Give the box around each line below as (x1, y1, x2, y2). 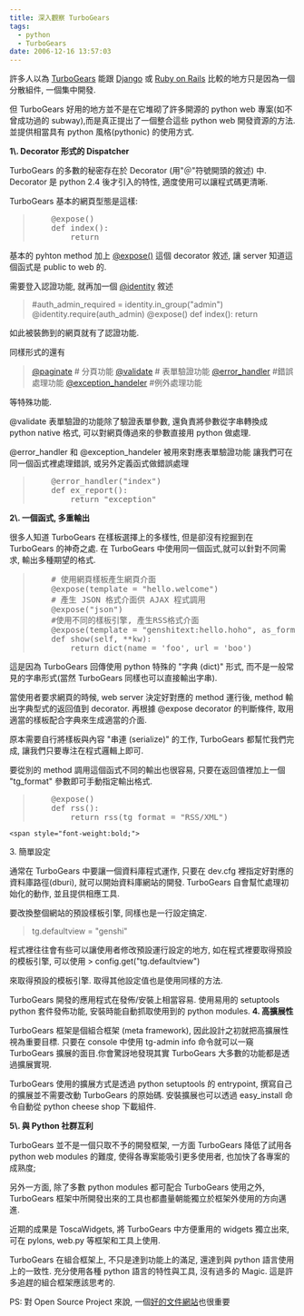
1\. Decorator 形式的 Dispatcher (9, 146, 130, 157)
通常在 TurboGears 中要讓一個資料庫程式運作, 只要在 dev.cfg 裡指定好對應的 (9, 866, 294, 876)
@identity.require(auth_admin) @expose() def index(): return (31, 309, 259, 320)
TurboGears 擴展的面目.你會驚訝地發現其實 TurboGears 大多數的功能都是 (9, 1048, 282, 1059)
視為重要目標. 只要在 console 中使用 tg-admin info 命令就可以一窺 (9, 1036, 254, 1047)
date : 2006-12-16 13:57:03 (9, 47, 112, 56)
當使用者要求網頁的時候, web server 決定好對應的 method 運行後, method (9, 692, 284, 703)
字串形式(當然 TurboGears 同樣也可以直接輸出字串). (25, 673, 218, 684)
